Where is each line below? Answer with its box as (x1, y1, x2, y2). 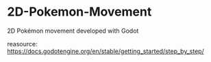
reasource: (7, 40, 38, 48)
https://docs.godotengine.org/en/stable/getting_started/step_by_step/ (7, 47, 204, 55)
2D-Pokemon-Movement (7, 4, 152, 20)
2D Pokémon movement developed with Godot (7, 27, 139, 35)
